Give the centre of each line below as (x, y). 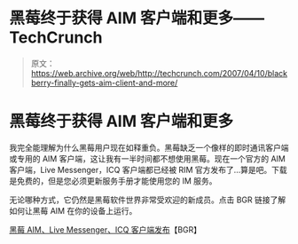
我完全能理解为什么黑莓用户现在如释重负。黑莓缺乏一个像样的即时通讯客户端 (149, 147)
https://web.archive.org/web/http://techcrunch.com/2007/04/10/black (159, 73)
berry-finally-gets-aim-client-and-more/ (104, 83)
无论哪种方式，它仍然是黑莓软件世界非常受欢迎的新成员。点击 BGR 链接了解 (148, 200)
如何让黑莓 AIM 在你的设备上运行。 (73, 210)
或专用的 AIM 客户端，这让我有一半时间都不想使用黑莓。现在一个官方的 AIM (147, 158)
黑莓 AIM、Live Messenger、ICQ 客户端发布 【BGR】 (106, 229)
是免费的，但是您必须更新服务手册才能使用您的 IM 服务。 (113, 181)
